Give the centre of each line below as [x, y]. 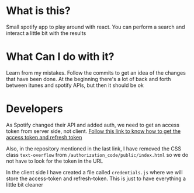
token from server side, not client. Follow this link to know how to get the [93, 131]
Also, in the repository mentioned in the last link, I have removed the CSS [94, 148]
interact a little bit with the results [46, 33]
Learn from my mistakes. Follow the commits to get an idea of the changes [96, 73]
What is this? [39, 11]
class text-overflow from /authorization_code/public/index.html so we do [97, 155]
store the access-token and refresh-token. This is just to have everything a [96, 178]
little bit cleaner [25, 184]
